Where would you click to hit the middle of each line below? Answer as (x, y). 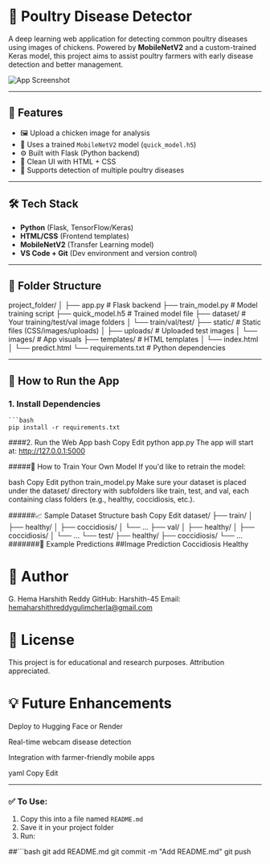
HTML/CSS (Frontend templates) (75, 236)
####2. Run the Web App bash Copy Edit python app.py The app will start (131, 443)
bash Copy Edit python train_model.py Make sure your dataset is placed (127, 482)
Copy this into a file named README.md (81, 819)
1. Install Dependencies (55, 403)
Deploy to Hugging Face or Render (65, 726)
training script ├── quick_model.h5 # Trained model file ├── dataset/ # (127, 314)
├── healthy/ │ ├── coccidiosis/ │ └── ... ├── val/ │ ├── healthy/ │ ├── (131, 527)
